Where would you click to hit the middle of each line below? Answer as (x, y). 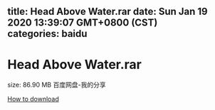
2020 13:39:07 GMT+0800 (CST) (83, 23)
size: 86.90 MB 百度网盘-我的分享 (57, 85)
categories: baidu (47, 34)
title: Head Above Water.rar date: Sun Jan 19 (107, 12)
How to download (33, 99)
